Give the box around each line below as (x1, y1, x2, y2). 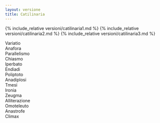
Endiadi (5, 66, 21, 72)
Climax (5, 113, 19, 119)
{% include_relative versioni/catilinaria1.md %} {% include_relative (5, 25, 139, 31)
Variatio (5, 40, 21, 46)
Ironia (5, 87, 17, 93)
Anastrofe (5, 108, 26, 114)
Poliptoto (5, 71, 24, 77)
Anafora (5, 45, 22, 51)
